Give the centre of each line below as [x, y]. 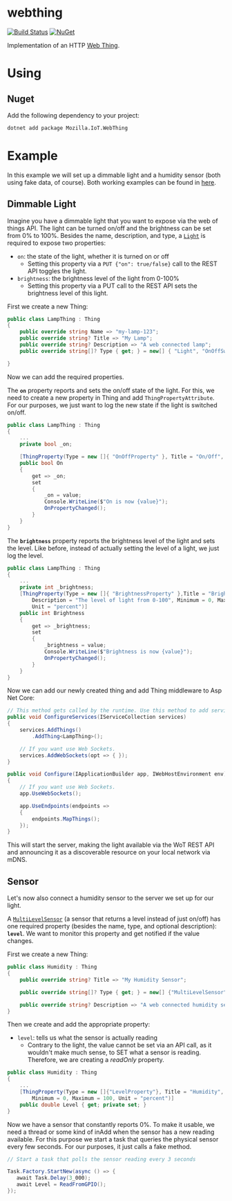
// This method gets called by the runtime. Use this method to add [108, 710]
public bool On [41, 464]
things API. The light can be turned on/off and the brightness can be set [109, 228]
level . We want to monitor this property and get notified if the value [104, 934]
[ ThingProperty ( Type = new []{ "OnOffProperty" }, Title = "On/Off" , [122, 457]
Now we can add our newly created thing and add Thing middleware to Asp [115, 690]
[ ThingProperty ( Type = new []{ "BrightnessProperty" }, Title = [113, 594]
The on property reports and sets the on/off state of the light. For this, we [111, 390]
